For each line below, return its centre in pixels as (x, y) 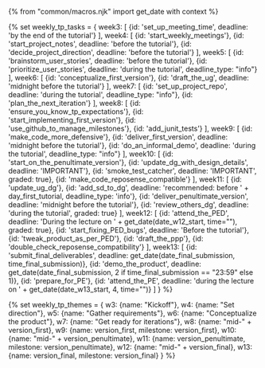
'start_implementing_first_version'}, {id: (72, 120)
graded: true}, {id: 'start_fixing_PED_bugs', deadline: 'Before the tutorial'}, (129, 230)
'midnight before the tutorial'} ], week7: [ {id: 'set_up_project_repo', (118, 86)
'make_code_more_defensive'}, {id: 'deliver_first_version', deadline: (118, 137)
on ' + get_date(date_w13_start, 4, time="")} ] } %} (91, 289)
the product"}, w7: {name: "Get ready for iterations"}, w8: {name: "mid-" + (130, 321)
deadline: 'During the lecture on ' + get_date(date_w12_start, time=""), (123, 221)
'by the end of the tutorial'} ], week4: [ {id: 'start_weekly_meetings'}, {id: (126, 35)
